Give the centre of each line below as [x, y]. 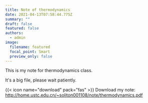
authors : [14, 33]
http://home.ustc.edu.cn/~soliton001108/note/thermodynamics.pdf [74, 95]
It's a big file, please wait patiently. [41, 80]
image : [12, 42]
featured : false [22, 28]
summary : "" [17, 19]
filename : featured [30, 47]
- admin [18, 38]
